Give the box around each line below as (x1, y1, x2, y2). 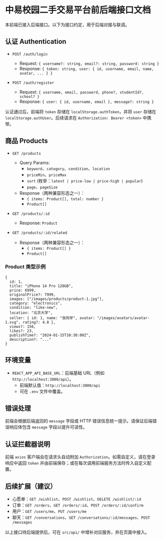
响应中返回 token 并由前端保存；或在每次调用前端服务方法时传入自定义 (5, 460, 147, 466)
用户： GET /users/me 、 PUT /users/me (12, 509, 87, 514)
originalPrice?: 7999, (9, 292, 56, 297)
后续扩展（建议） (5, 482, 57, 490)
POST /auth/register (12, 80, 54, 85)
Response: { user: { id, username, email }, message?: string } (19, 98, 154, 104)
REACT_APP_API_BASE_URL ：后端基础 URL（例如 (12, 370, 105, 376)
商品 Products (5, 137, 48, 145)
